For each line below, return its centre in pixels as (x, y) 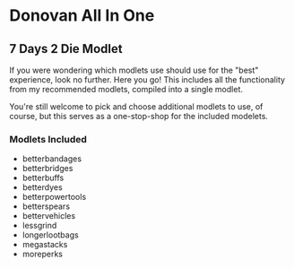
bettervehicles (49, 216)
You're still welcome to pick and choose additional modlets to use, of (136, 107)
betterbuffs (43, 178)
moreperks (42, 254)
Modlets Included (48, 139)
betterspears (46, 206)
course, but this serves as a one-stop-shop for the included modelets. (139, 116)
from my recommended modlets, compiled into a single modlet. (126, 89)
